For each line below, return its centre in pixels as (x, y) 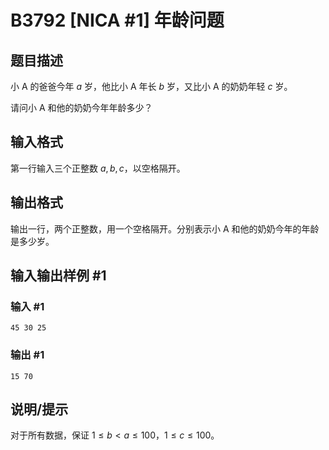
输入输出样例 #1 (58, 276)
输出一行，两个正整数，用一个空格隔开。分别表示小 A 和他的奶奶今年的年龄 (165, 228)
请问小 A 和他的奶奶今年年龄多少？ (81, 107)
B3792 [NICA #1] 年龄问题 (117, 20)
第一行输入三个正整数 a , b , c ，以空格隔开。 (98, 168)
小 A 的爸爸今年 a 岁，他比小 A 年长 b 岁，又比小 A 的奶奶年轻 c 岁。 (151, 86)
